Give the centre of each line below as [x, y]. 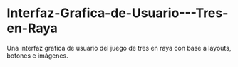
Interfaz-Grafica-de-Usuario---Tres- [118, 13]
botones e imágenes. [37, 56]
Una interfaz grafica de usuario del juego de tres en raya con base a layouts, [119, 48]
